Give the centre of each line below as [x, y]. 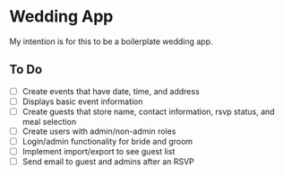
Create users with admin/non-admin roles [99, 131]
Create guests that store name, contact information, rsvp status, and [148, 111]
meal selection [49, 121]
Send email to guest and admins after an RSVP [108, 162]
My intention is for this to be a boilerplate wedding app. [111, 41]
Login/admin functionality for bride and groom [108, 141]
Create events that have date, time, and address [111, 91]
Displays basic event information [82, 101]
